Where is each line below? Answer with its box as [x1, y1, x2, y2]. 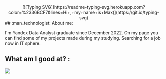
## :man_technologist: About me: [5, 20, 73, 26]
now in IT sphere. [5, 40, 41, 46]
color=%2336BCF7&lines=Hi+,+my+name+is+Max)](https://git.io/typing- [8, 9, 160, 15]
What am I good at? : [5, 55, 70, 63]
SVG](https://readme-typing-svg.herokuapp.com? [42, 4, 146, 10]
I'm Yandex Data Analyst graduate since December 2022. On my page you [5, 30, 158, 36]
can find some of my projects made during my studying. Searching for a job [5, 35, 161, 41]
